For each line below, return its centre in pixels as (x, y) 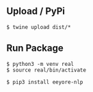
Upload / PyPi (36, 11)
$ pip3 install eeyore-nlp (45, 82)
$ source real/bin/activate (46, 70)
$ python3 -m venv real (40, 64)
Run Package (35, 48)
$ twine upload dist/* (39, 27)
